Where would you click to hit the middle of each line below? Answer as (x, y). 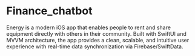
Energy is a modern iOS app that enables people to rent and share (89, 27)
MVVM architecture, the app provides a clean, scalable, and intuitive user (98, 40)
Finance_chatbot (49, 11)
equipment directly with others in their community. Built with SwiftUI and (96, 33)
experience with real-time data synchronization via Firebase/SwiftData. (95, 46)
